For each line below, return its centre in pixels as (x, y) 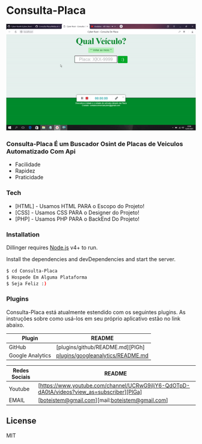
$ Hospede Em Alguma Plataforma (47, 277)
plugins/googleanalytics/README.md (103, 355)
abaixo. (15, 325)
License (21, 421)
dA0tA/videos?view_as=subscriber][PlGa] (90, 392)
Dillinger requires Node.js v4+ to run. (52, 247)
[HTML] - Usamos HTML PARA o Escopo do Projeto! (80, 206)
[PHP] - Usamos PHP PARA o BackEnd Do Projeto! (77, 219)
